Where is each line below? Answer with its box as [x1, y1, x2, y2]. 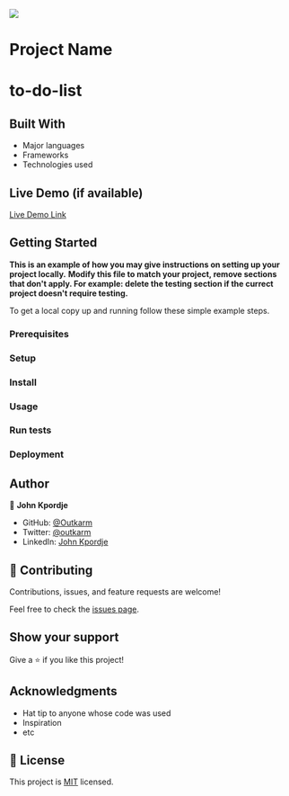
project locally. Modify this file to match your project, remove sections [9, 268, 277, 279]
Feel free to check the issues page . [9, 604, 139, 614]
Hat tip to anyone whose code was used [22, 707, 171, 719]
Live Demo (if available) [9, 185, 144, 201]
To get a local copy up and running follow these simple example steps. [9, 305, 270, 316]
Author [9, 476, 49, 491]
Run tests [9, 424, 52, 436]
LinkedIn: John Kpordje [22, 536, 109, 548]
